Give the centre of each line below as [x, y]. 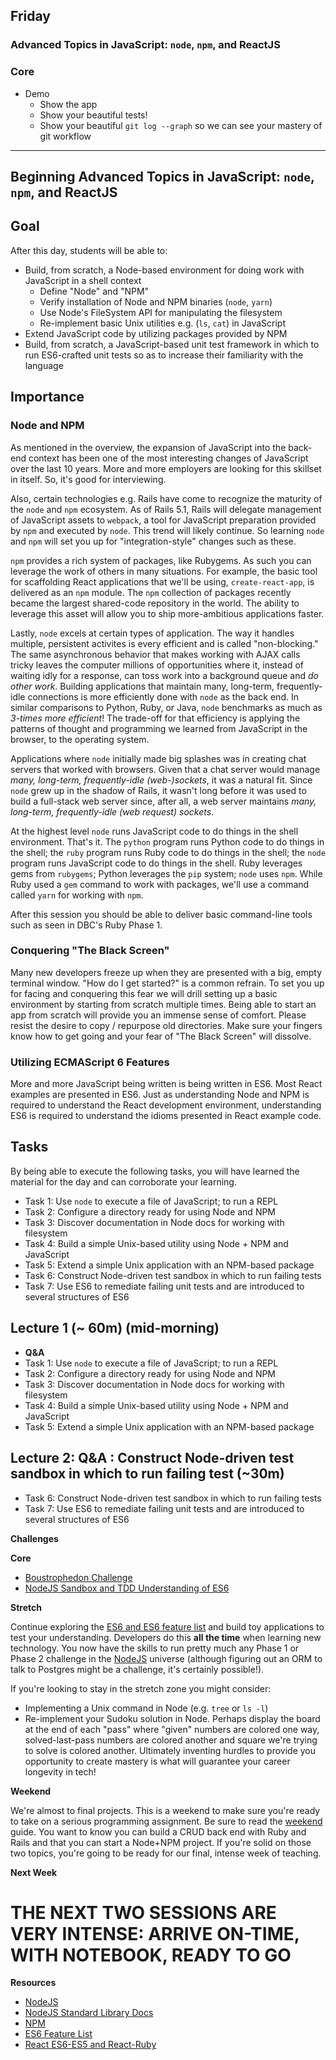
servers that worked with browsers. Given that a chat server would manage [165, 769]
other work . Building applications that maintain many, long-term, [142, 686]
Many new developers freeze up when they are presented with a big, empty [166, 972]
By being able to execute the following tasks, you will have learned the [155, 1171]
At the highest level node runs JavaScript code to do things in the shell [154, 831]
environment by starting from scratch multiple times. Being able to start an [163, 1004]
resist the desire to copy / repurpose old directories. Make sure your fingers [166, 1025]
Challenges [34, 1538]
